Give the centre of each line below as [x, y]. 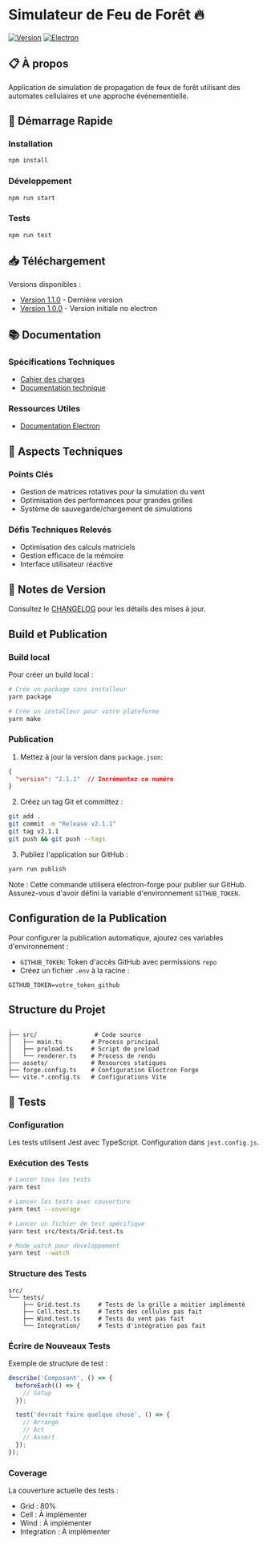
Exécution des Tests [49, 1163]
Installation [31, 144]
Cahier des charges [53, 379]
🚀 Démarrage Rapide [61, 121]
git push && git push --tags [57, 839]
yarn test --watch [39, 1253]
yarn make [25, 719]
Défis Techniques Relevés [60, 530]
